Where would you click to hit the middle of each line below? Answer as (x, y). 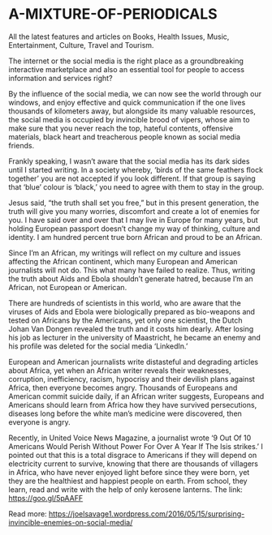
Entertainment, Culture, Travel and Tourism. (81, 45)
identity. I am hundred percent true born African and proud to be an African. (135, 237)
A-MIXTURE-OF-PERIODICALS (113, 14)
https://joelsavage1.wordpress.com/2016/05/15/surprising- (147, 514)
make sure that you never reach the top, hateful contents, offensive (121, 128)
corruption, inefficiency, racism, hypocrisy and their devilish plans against (132, 379)
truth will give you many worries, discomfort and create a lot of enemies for (134, 211)
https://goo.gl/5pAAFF (46, 498)
